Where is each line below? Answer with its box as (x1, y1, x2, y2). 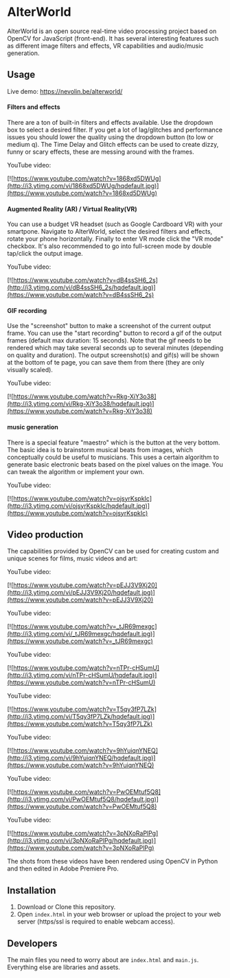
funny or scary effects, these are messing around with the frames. (7, 147, 194, 156)
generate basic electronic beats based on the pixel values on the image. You (7, 460, 223, 469)
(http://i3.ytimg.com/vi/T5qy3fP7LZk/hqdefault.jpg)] (7, 713, 155, 721)
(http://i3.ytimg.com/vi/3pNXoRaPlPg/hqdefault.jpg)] (7, 837, 157, 845)
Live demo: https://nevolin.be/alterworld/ (7, 87, 123, 95)
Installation (7, 884, 56, 896)
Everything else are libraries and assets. (7, 963, 120, 971)
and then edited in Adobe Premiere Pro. (7, 864, 119, 873)
